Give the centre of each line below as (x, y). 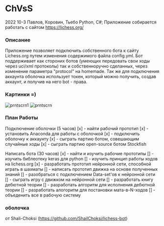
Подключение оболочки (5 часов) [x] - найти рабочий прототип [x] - (77, 128)
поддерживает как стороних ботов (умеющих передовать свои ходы (78, 61)
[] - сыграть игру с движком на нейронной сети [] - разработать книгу (79, 180)
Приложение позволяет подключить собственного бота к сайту (72, 51)
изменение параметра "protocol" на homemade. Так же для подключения (82, 71)
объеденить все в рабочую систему (43, 195)
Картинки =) (21, 94)
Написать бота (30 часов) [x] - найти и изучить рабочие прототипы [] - (80, 153)
